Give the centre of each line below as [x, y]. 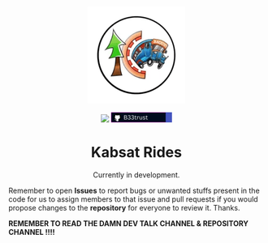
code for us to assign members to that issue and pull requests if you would [133, 199]
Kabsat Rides [136, 153]
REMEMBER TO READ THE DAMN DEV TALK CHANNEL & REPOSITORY [129, 223]
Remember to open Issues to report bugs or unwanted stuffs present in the [134, 190]
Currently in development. [136, 175]
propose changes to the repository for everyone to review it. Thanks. [124, 207]
